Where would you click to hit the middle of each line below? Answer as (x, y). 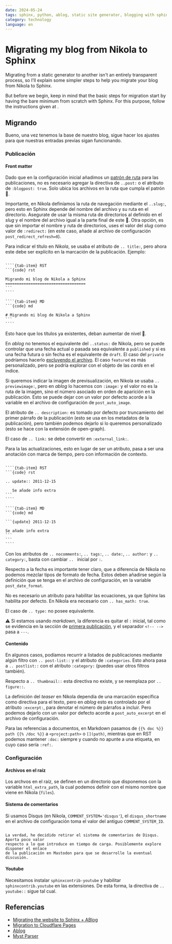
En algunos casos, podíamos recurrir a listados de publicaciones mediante (84, 655)
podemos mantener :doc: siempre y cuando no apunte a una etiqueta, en (83, 739)
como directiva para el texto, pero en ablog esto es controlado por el (78, 702)
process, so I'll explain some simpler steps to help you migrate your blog (82, 81)
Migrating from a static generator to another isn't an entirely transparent (81, 75)
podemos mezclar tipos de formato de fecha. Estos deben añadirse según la (86, 575)
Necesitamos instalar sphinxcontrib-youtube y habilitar (63, 880)
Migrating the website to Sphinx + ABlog (55, 919)
